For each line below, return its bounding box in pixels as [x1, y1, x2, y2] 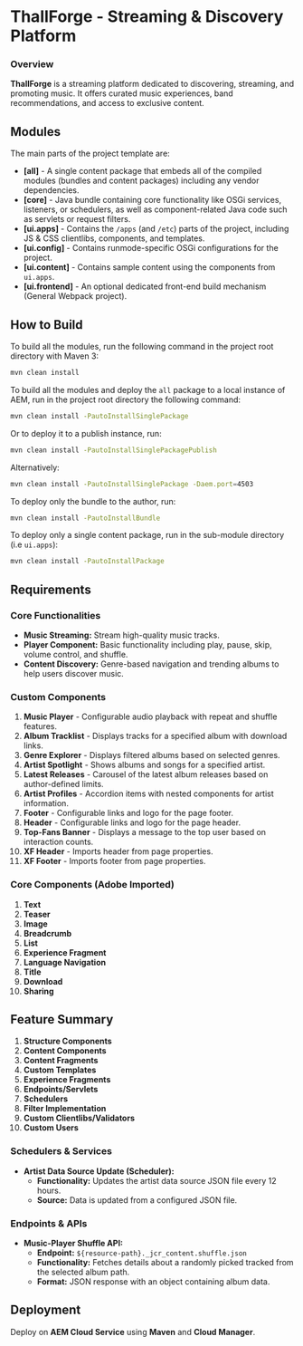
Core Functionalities [10, 609, 101, 621]
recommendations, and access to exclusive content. [10, 98, 204, 109]
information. [23, 798, 69, 809]
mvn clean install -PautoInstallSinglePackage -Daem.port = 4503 [10, 479, 254, 488]
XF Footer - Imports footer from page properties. [23, 856, 206, 867]
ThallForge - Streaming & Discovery [10, 6, 284, 27]
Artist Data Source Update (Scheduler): [23, 1166, 175, 1177]
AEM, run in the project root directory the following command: [10, 394, 241, 405]
